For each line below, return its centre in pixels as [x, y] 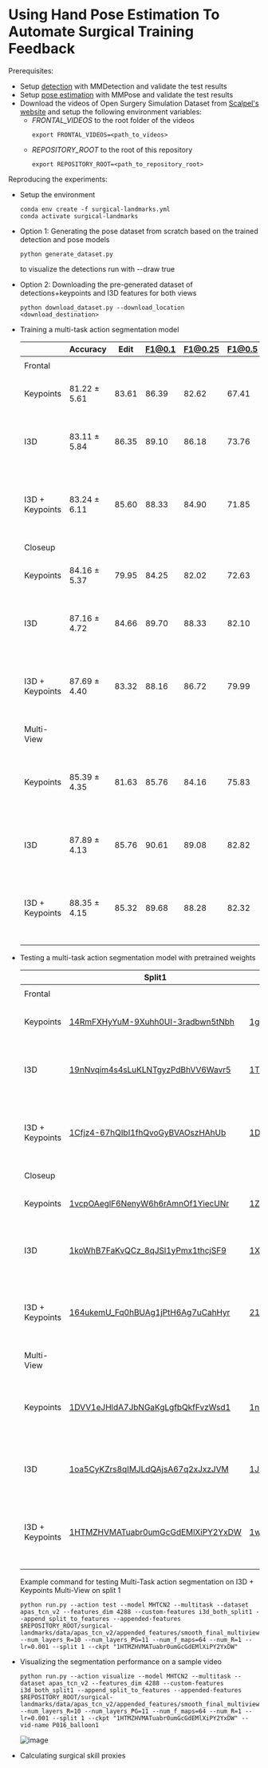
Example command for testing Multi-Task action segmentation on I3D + [137, 1581]
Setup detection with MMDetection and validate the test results [123, 86]
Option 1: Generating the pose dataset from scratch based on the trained [139, 231]
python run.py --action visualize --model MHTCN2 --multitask [125, 1676]
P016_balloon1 [76, 1725]
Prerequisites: [31, 70]
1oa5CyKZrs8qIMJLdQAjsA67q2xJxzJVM [149, 1469]
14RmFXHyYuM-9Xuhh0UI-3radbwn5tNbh [152, 1022]
